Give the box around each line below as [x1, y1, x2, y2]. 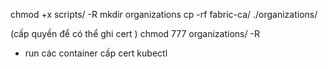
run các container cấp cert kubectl [24, 47, 168, 59]
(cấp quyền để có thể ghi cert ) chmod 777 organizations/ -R [10, 28, 260, 39]
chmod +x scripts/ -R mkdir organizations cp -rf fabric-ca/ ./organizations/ [10, 9, 318, 20]
